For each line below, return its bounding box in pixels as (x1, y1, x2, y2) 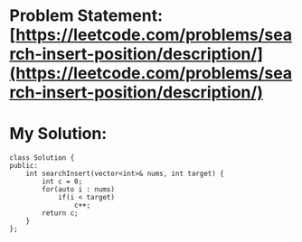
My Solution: (9, 124, 108, 144)
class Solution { (9, 154, 75, 163)
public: (9, 162, 39, 171)
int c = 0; (42, 177, 83, 186)
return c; (42, 209, 79, 218)
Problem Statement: (9, 5, 164, 26)
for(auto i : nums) (42, 185, 116, 194)
